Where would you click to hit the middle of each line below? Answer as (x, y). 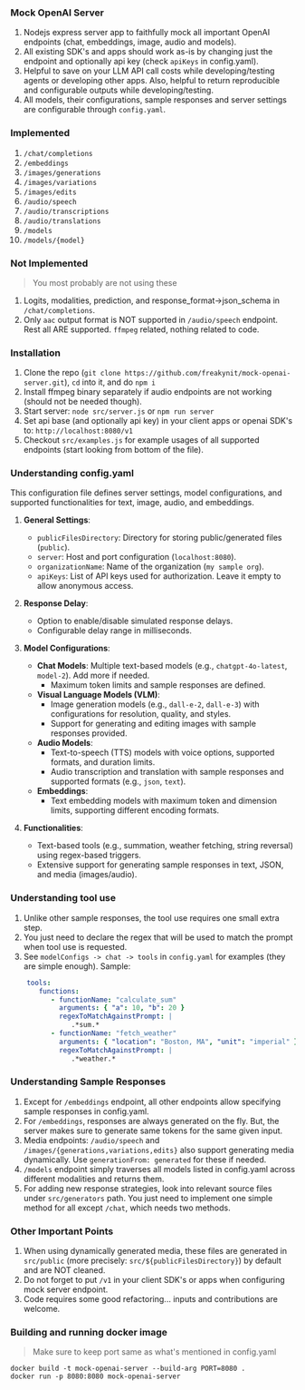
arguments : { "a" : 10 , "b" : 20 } (122, 1008)
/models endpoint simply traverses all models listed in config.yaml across (159, 1169)
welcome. (42, 1309)
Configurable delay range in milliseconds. (114, 631)
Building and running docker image (89, 1333)
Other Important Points (62, 1231)
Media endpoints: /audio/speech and (91, 1140)
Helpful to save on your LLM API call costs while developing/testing (149, 71)
